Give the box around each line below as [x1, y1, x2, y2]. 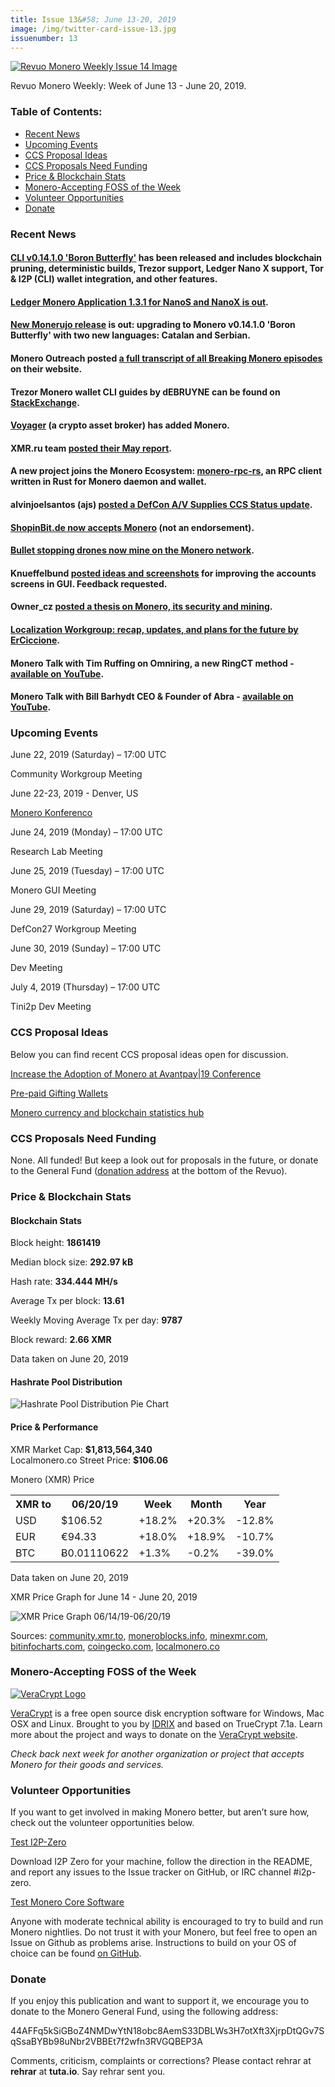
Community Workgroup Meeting [10, 768, 143, 780]
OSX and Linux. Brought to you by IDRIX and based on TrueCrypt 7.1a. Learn [10, 1717, 323, 1730]
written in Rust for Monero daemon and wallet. [10, 476, 208, 488]
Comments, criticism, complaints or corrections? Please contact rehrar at [10, 2055, 312, 2067]
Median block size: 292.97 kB [10, 1256, 134, 1268]
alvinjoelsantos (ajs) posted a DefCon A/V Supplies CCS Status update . [10, 498, 313, 510]
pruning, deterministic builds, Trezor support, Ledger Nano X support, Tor [10, 262, 325, 275]
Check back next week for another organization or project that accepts [10, 1747, 305, 1760]
